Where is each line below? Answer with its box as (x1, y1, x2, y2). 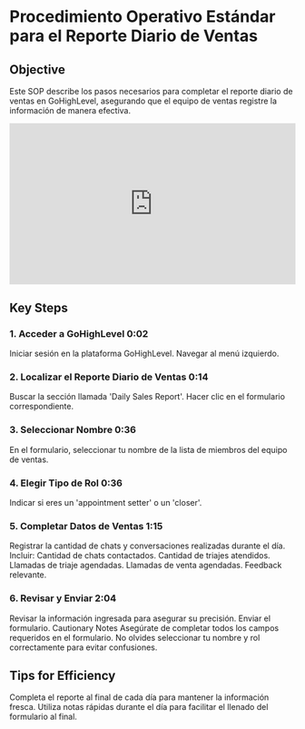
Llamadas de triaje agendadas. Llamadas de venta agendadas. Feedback (9, 560, 282, 571)
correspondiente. (9, 401, 74, 412)
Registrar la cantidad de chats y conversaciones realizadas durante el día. (9, 540, 286, 551)
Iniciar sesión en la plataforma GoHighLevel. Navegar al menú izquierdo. (9, 348, 280, 360)
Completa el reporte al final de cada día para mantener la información (9, 692, 270, 703)
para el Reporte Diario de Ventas (9, 25, 259, 46)
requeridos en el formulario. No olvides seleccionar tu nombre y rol (9, 632, 261, 643)
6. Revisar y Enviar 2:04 (9, 592, 117, 605)
